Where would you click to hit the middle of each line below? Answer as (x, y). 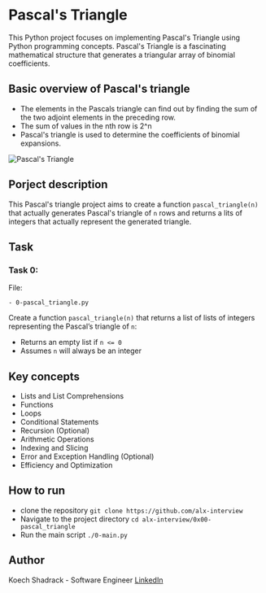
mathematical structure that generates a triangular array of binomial (122, 55)
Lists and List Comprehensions (72, 396)
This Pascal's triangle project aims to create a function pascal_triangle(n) (133, 204)
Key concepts (44, 376)
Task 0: (24, 270)
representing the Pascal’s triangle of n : (73, 326)
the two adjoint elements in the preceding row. (98, 117)
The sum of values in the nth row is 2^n (86, 126)
